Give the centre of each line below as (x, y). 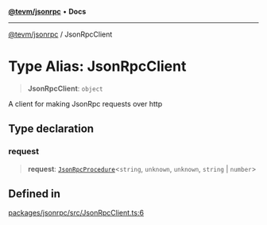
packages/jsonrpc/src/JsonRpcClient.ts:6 (76, 213)
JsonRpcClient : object (65, 88)
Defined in (35, 194)
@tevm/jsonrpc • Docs (47, 12)
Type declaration (51, 129)
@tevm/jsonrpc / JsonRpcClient (60, 34)
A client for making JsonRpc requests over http (85, 103)
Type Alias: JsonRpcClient (97, 66)
